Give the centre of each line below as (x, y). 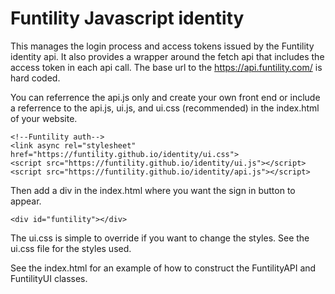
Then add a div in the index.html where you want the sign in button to (153, 190)
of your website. (44, 118)
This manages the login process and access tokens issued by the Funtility (162, 46)
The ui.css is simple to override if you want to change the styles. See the (160, 238)
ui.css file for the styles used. (71, 248)
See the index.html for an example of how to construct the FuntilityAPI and (163, 268)
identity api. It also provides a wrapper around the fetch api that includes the (167, 56)
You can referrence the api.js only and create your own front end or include (165, 97)
